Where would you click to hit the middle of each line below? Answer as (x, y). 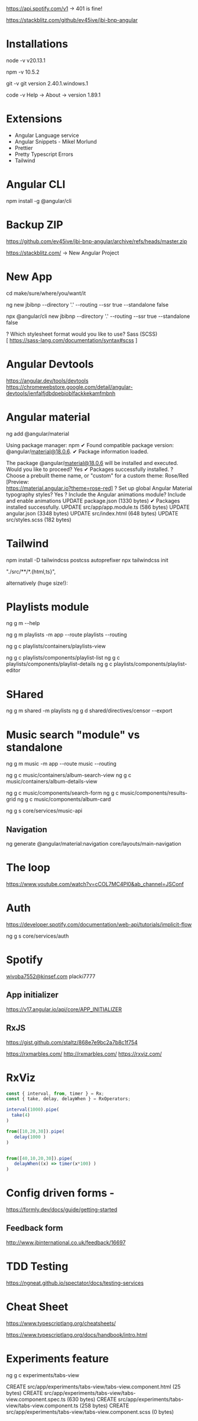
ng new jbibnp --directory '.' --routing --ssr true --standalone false (87, 304)
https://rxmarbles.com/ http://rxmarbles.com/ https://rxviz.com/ (84, 1054)
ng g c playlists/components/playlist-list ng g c (63, 658)
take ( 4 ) (21, 1115)
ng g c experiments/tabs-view (43, 1375)
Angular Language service (47, 135)
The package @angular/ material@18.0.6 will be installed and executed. (92, 463)
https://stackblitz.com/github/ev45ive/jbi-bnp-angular (72, 20)
